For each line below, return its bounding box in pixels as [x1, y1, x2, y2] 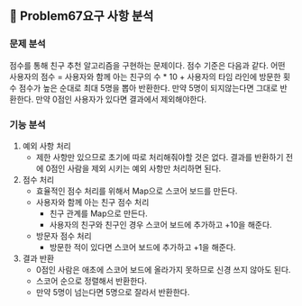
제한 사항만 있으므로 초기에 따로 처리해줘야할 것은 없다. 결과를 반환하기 [35, 151, 284, 162]
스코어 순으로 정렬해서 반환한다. [35, 275, 147, 286]
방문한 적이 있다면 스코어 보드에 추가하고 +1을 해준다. [49, 241, 236, 252]
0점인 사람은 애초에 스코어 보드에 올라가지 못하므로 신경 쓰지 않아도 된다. [35, 264, 291, 274]
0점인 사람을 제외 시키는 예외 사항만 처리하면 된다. [45, 163, 222, 174]
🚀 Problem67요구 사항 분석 [9, 8, 154, 24]
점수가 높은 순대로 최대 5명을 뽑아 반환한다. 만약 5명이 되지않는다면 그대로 [18, 82, 279, 93]
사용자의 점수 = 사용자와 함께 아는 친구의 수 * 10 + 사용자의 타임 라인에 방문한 [9, 71, 281, 82]
